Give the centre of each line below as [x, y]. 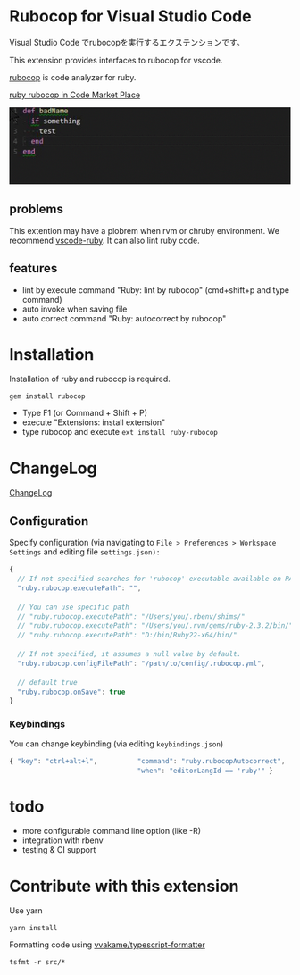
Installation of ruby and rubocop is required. [90, 379]
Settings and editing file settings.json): [85, 552]
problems [37, 209]
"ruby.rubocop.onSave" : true [71, 692]
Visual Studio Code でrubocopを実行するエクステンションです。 [127, 42]
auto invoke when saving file [75, 309]
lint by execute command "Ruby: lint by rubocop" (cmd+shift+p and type [156, 290]
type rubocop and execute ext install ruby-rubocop [120, 432]
